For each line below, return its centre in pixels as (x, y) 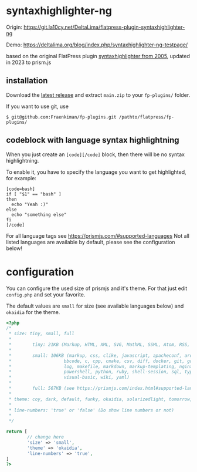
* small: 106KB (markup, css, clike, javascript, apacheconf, (95, 355)
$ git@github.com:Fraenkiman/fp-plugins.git (61, 117)
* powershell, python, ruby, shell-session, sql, (95, 372)
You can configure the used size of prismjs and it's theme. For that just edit (97, 288)
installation (27, 81)
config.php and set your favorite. (46, 294)
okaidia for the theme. (33, 312)
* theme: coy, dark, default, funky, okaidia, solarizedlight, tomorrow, (101, 399)
